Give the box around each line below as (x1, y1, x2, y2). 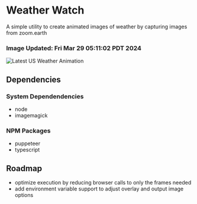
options (14, 192, 34, 199)
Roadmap (6, 163, 43, 173)
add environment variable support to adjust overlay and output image (14, 185, 184, 192)
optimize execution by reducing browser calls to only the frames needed (14, 179, 192, 186)
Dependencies (6, 74, 61, 84)
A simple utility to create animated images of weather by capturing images (6, 23, 188, 30)
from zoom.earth (6, 29, 47, 36)
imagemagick (14, 111, 48, 119)
